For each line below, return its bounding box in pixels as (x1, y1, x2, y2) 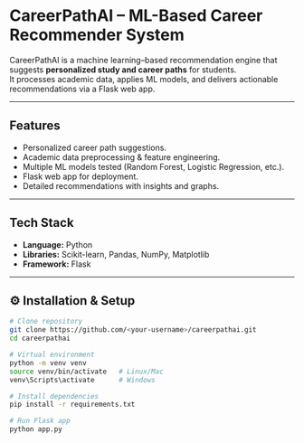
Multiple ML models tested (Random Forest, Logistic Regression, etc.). (22, 161, 285, 172)
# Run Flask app (9, 417, 71, 426)
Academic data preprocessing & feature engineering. (22, 151, 221, 163)
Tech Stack (9, 215, 74, 231)
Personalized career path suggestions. (22, 142, 167, 153)
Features (9, 118, 61, 134)
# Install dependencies (9, 391, 100, 401)
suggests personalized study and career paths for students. (9, 64, 237, 75)
